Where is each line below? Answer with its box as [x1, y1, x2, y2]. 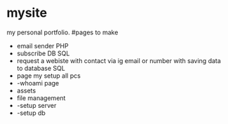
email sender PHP [16, 41, 69, 50]
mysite [6, 5, 47, 21]
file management [16, 93, 66, 102]
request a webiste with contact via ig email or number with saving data [16, 56, 222, 64]
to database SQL [16, 64, 66, 72]
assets [16, 86, 36, 95]
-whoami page [16, 78, 60, 87]
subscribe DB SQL [16, 49, 70, 57]
